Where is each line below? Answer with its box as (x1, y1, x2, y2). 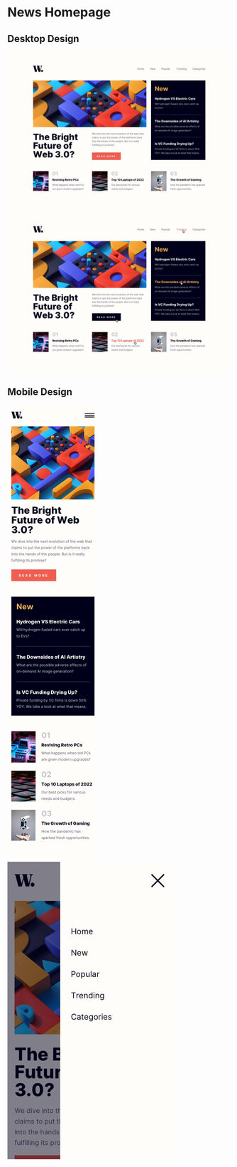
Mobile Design (7, 386, 73, 398)
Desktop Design (7, 33, 79, 45)
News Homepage (7, 4, 111, 21)
